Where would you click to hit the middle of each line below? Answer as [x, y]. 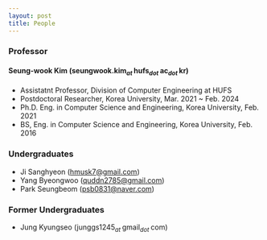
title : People [32, 23]
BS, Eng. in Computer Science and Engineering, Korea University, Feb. [136, 125]
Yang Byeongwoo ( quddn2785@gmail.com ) [92, 180]
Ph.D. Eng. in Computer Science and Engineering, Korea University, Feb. [140, 108]
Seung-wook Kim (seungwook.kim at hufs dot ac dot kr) [99, 72]
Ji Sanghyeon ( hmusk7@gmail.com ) [80, 172]
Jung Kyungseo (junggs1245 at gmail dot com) [94, 228]
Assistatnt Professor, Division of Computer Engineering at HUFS [126, 90]
